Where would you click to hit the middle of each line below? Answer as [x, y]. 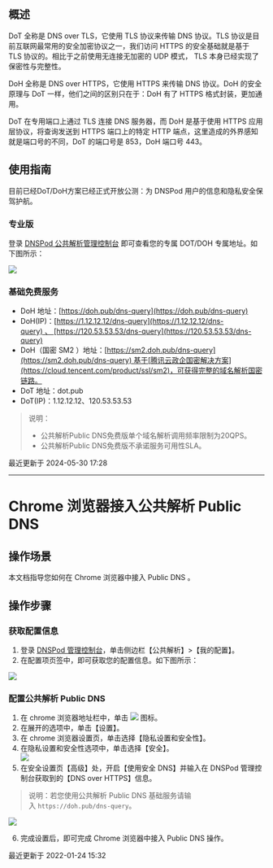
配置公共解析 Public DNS [57, 698]
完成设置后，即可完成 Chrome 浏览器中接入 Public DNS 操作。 [124, 838]
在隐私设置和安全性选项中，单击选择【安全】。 [97, 748]
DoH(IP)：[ [38, 321]
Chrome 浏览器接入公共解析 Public [125, 506]
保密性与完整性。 [37, 66]
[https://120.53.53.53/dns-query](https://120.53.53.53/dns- [153, 331]
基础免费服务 [34, 291]
